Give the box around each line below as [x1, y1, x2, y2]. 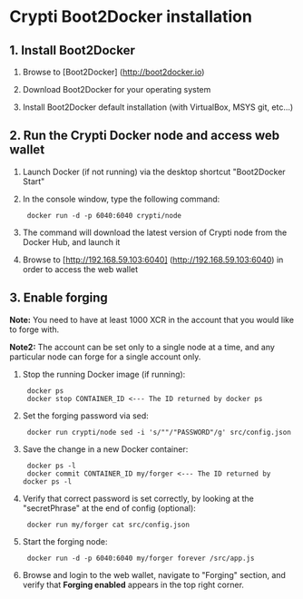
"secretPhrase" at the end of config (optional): [22, 502, 197, 514]
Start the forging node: [22, 535, 108, 546]
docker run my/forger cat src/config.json [26, 520, 191, 529]
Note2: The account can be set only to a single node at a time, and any [9, 341, 275, 352]
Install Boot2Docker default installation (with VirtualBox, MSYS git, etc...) [22, 102, 294, 113]
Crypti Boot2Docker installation [9, 6, 252, 27]
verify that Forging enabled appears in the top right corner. [22, 579, 245, 590]
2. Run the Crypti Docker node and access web [9, 128, 279, 143]
